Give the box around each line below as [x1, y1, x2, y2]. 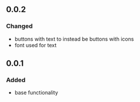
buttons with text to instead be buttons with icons [14, 35, 134, 43]
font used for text [14, 41, 57, 48]
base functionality [14, 89, 59, 96]
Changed [6, 22, 33, 30]
